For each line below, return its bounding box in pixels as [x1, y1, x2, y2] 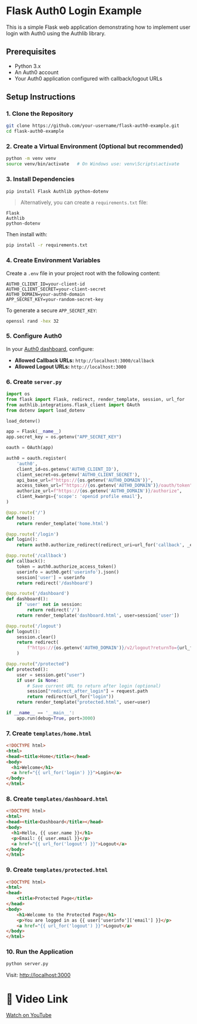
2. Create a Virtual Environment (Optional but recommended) [6, 142, 184, 150]
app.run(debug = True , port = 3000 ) [16, 715, 96, 721]
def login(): [6, 537, 38, 543]
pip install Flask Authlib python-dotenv [6, 188, 109, 195]
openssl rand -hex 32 [6, 318, 59, 324]
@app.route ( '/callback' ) [6, 553, 67, 559]
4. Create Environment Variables [6, 256, 101, 265]
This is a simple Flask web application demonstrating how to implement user [6, 24, 191, 31]
